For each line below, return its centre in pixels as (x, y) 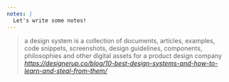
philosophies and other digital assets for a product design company (123, 55)
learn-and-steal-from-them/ (65, 71)
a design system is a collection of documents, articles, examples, (119, 40)
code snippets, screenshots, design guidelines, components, (113, 48)
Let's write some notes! (50, 20)
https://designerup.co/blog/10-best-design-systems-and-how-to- (121, 63)
